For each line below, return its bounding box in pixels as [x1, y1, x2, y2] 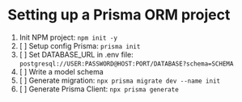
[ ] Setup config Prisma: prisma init [19, 40, 141, 50]
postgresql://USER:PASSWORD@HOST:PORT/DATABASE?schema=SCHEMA [19, 59, 234, 68]
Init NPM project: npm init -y [19, 32, 118, 42]
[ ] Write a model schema [19, 66, 104, 76]
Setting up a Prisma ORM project [7, 6, 231, 24]
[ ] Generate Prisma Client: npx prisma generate [19, 83, 179, 94]
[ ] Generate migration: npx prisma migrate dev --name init [19, 75, 220, 85]
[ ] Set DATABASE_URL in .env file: [19, 49, 134, 59]
